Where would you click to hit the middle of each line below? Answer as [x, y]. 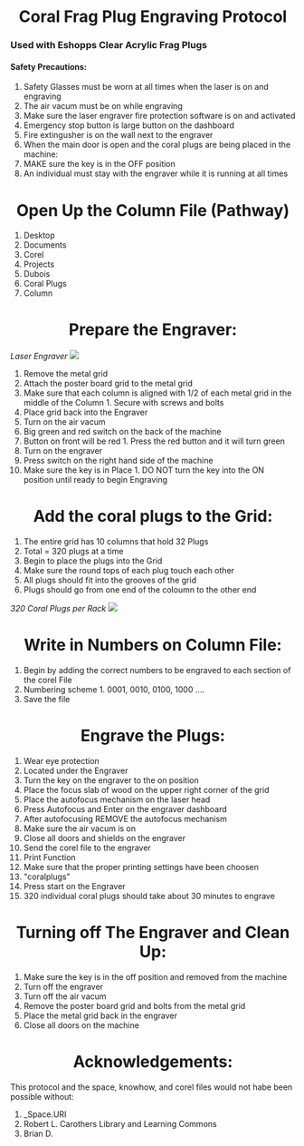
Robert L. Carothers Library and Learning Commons [120, 1123]
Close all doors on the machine [81, 1025]
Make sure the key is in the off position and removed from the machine [155, 976]
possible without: [43, 1096]
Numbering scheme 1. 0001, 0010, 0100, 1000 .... [114, 690]
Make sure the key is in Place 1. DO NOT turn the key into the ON [144, 470]
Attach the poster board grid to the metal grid [108, 384]
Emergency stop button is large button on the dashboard [128, 125]
